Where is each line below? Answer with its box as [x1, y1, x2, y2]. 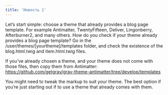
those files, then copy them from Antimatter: [5, 63, 98, 69]
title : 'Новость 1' [5, 7, 47, 13]
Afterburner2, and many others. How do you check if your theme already [5, 32, 158, 38]
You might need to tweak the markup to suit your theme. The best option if [5, 78, 161, 84]
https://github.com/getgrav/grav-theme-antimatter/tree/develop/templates [5, 69, 161, 75]
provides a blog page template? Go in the [5, 37, 91, 43]
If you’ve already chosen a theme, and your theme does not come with [5, 58, 153, 64]
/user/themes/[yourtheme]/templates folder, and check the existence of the [5, 42, 163, 49]
